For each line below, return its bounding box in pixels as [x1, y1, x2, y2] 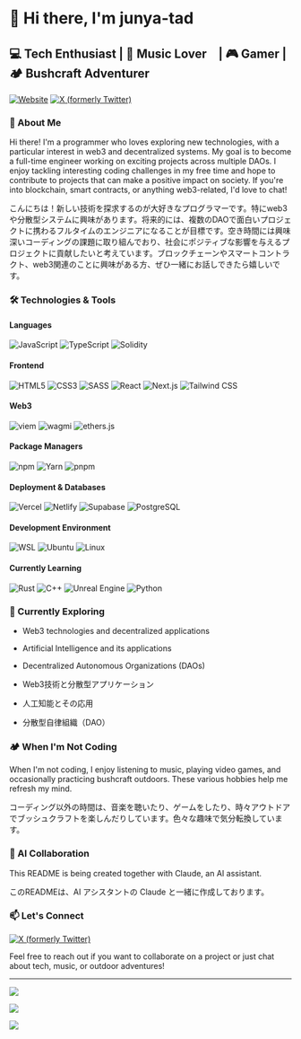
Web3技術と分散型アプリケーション [21, 678, 154, 690]
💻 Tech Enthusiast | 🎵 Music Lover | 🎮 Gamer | [9, 46, 287, 61]
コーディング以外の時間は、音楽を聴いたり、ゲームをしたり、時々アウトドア [9, 802, 291, 813]
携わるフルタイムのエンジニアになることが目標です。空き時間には [32, 225, 276, 236]
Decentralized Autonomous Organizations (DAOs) [21, 660, 206, 671]
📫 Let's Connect [9, 910, 84, 922]
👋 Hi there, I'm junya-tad [9, 8, 194, 29]
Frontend [9, 360, 45, 371]
